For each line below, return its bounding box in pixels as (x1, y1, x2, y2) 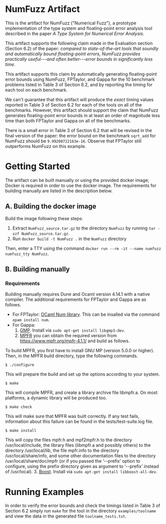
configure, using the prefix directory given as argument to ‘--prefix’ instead (5, 463, 159, 469)
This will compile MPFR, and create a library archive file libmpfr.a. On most (5, 390, 158, 395)
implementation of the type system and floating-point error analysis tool (5, 25, 153, 31)
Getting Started (5, 161, 71, 172)
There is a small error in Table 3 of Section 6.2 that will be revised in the (5, 127, 153, 133)
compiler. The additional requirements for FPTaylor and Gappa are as (5, 296, 147, 302)
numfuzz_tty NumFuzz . (5, 251, 49, 257)
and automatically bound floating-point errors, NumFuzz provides (5, 51, 141, 57)
